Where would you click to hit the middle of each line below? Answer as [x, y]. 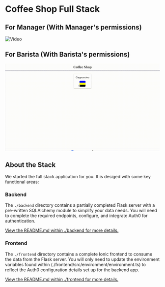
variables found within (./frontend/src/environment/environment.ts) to [76, 264]
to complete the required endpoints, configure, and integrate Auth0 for [77, 216]
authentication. [20, 221]
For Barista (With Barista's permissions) [68, 54]
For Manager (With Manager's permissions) [73, 27]
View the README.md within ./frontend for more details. [62, 279]
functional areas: [22, 182]
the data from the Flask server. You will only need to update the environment [82, 259]
